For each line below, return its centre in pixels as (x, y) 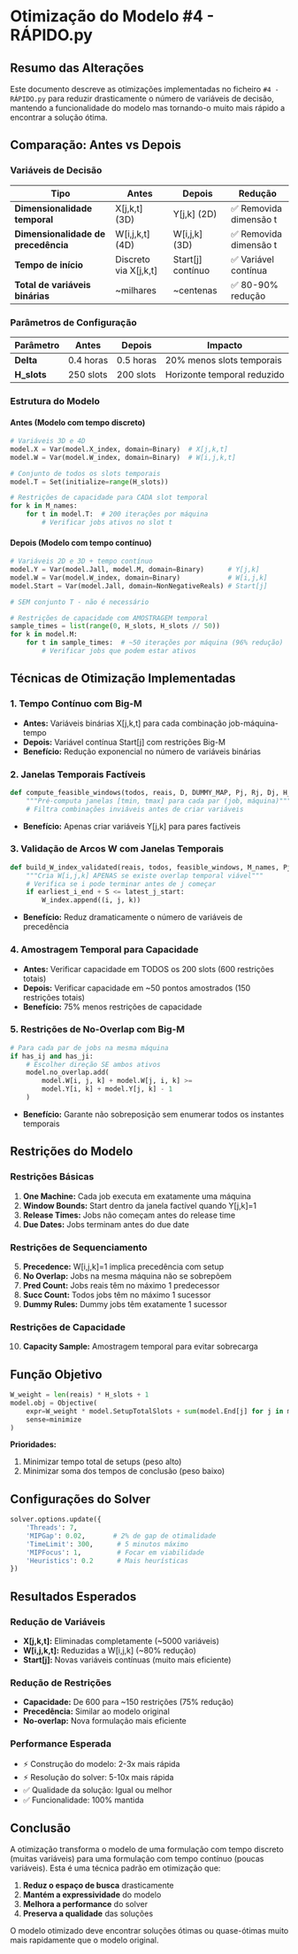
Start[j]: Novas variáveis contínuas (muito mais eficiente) (127, 1660)
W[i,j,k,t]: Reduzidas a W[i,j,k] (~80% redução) (110, 1651)
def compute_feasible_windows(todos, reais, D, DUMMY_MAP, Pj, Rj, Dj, (145, 792)
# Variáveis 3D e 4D (48, 441)
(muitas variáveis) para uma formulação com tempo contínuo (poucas (137, 1859)
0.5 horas (137, 360)
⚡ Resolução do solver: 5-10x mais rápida (98, 1777)
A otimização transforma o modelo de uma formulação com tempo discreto (147, 1849)
